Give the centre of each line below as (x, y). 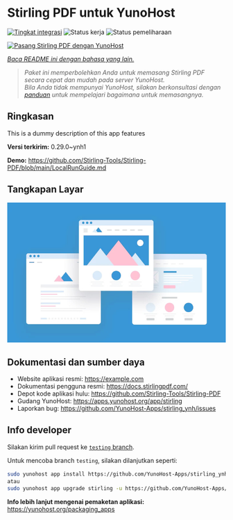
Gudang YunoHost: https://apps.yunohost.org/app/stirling (100, 400)
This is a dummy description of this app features (76, 133)
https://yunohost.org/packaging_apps (61, 510)
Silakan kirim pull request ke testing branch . (71, 447)
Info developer (39, 430)
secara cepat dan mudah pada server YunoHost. (94, 80)
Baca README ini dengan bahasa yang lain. (71, 59)
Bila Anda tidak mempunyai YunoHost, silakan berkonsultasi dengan (122, 87)
